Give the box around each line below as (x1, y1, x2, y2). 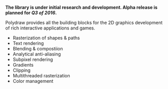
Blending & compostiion (12, 46, 63, 51)
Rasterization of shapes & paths (12, 35, 80, 41)
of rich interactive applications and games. (5, 25, 96, 31)
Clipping (12, 67, 31, 73)
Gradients (12, 62, 34, 68)
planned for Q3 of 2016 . (5, 10, 57, 16)
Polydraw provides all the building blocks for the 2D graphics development (5, 20, 163, 25)
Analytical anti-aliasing (12, 51, 61, 57)
